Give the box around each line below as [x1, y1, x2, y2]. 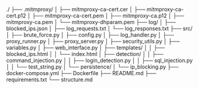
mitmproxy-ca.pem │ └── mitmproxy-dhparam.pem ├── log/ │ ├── [6, 19, 176, 25]
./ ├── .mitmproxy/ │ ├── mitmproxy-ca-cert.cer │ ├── [6, 6, 146, 13]
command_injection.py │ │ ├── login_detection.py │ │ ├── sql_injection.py [6, 57, 193, 64]
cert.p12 [6, 12, 26, 19]
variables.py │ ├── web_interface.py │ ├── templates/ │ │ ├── [6, 44, 165, 51]
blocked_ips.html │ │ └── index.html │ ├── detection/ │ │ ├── [6, 51, 164, 57]
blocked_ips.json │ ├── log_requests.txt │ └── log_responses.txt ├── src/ [6, 25, 193, 32]
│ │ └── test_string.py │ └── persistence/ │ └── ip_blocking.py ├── [6, 63, 179, 70]
